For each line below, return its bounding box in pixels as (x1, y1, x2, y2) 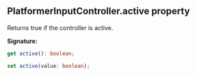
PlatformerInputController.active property (7, 5, 190, 17)
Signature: (7, 37, 38, 45)
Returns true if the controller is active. (7, 23, 114, 31)
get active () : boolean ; (7, 50, 75, 57)
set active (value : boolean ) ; (7, 62, 90, 69)
